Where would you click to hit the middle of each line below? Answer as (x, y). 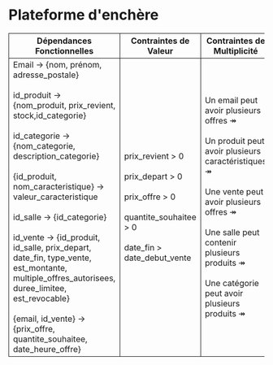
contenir (221, 242)
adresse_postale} (46, 75)
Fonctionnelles (65, 50)
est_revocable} (42, 298)
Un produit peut (234, 141)
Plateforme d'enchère (84, 15)
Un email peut (231, 100)
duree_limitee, (40, 288)
